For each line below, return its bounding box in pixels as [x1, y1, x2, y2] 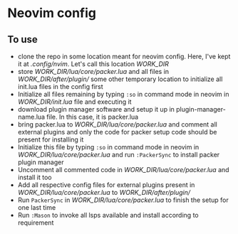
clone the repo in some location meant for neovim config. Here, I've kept [17, 52, 231, 60]
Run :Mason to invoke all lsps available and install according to [17, 211, 199, 219]
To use [7, 33, 38, 46]
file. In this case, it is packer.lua [46, 112, 139, 121]
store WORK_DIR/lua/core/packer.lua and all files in [17, 68, 170, 75]
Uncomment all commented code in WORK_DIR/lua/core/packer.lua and [17, 166, 229, 174]
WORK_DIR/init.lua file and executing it [17, 97, 132, 106]
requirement [17, 218, 54, 227]
